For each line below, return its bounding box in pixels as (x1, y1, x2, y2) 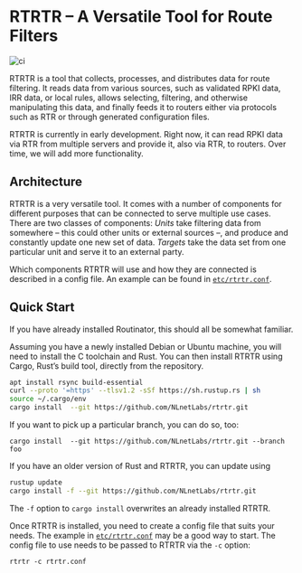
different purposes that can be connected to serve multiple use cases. (9, 208, 271, 219)
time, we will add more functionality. (9, 147, 145, 159)
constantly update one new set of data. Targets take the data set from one (9, 237, 287, 248)
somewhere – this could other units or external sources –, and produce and (9, 227, 289, 238)
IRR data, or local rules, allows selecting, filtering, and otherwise (9, 92, 249, 103)
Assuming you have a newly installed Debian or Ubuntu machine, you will (9, 341, 282, 352)
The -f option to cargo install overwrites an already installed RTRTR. (9, 503, 271, 513)
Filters (9, 25, 59, 46)
